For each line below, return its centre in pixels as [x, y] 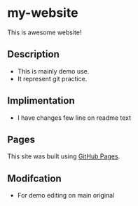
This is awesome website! [44, 32]
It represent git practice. [52, 78]
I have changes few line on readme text [74, 118]
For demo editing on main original [66, 195]
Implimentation [41, 101]
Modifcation [34, 178]
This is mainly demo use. [53, 71]
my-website [43, 13]
